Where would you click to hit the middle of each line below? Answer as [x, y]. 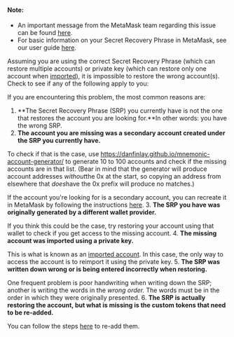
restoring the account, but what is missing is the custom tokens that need [117, 305]
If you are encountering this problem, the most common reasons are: [106, 97]
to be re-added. [30, 312]
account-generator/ [36, 162]
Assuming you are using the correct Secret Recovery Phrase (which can [111, 61]
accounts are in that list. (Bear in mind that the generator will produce [107, 169]
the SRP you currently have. [59, 141]
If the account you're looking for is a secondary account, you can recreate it [117, 198]
